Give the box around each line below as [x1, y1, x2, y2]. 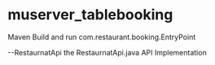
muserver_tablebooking [7, 6, 173, 24]
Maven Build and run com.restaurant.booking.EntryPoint [7, 32, 196, 42]
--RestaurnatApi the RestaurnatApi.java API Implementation [7, 47, 207, 57]
